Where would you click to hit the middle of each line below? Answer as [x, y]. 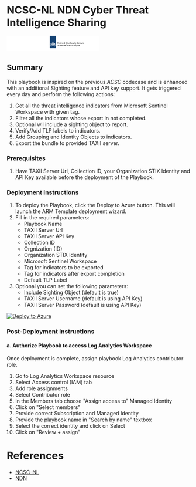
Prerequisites [26, 158]
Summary [25, 68]
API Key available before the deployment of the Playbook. [85, 177]
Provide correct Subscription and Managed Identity [77, 414]
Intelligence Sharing [57, 23]
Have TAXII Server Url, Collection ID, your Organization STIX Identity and [103, 171]
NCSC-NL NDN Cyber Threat [78, 10]
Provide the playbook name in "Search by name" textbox [83, 420]
